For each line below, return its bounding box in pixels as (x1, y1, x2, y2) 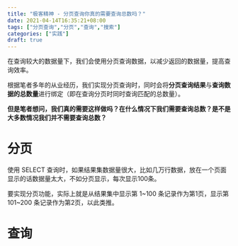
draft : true (7, 37, 42, 44)
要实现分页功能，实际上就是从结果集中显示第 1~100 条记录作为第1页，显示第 (7, 189, 229, 198)
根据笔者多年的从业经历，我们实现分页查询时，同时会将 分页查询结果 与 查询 (7, 81, 225, 89)
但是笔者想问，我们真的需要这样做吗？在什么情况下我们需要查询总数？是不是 (7, 105, 231, 113)
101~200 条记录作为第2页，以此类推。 (7, 199, 118, 207)
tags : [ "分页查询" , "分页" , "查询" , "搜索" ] (7, 23, 121, 30)
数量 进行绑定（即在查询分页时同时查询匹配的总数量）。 (25, 90, 184, 98)
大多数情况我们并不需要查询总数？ (7, 114, 107, 122)
